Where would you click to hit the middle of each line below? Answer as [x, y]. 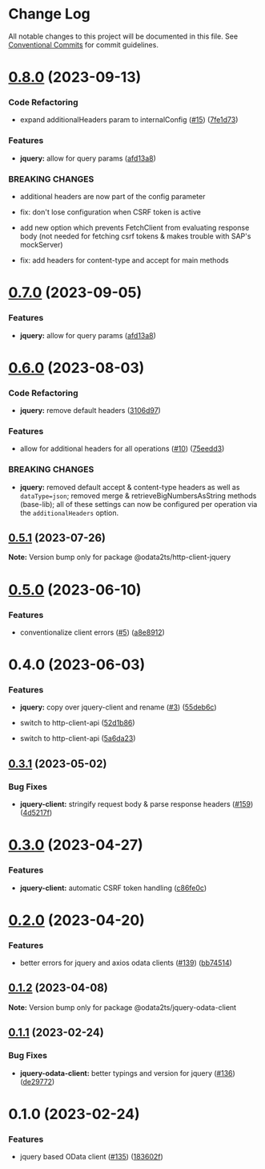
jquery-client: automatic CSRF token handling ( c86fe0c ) [113, 888]
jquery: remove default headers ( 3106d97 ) [90, 410]
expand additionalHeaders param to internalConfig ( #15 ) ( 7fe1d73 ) [129, 120]
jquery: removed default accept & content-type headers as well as [130, 487]
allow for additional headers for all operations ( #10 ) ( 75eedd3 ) [122, 449]
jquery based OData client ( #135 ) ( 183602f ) [92, 1157]
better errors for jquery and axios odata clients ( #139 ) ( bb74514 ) [126, 963]
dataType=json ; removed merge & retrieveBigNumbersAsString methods [138, 496]
